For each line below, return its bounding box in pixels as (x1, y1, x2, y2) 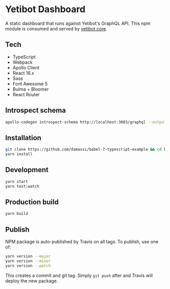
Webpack (12, 59, 33, 65)
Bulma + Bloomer (12, 86, 49, 92)
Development (5, 166, 49, 174)
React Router (12, 91, 40, 97)
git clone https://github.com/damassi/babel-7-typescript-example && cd (5, 147, 162, 152)
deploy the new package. (5, 277, 58, 284)
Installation (5, 133, 41, 142)
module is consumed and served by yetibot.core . (5, 25, 107, 31)
